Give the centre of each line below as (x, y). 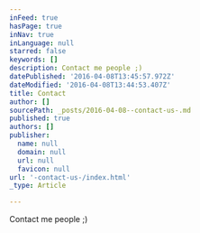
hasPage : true (36, 26)
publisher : (30, 135)
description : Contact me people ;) (76, 69)
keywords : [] (34, 60)
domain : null (42, 152)
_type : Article (38, 186)
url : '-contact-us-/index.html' (70, 177)
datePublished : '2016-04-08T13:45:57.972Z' (92, 77)
